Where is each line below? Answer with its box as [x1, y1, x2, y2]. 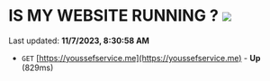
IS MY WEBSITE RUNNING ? [8, 5, 220, 26]
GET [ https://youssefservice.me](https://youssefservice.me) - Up [21, 52, 261, 63]
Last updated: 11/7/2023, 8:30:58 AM [8, 35, 150, 46]
